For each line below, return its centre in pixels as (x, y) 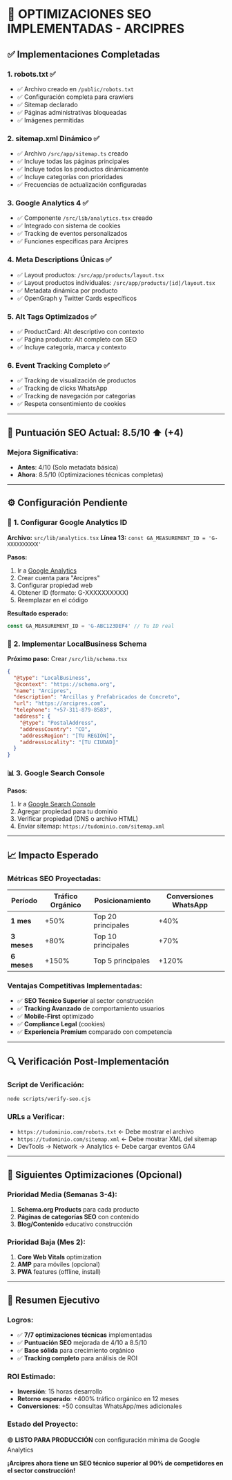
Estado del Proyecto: (43, 1424)
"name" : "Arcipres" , (43, 691)
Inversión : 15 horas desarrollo (60, 1391)
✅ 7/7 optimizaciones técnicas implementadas (85, 1335)
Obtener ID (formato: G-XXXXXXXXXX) (73, 592)
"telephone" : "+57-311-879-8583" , (63, 710)
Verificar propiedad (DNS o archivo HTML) (78, 819)
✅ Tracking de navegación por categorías (76, 396)
